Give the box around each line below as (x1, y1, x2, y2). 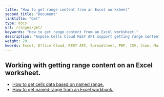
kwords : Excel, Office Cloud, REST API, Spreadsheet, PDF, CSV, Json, (5, 43, 152, 48)
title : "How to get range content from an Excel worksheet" (5, 7, 130, 12)
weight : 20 (5, 39, 27, 44)
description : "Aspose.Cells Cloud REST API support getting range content (5, 34, 161, 39)
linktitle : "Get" (5, 16, 41, 21)
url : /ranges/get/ (5, 25, 42, 30)
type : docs (5, 20, 27, 26)
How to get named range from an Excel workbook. (12, 87, 114, 93)
